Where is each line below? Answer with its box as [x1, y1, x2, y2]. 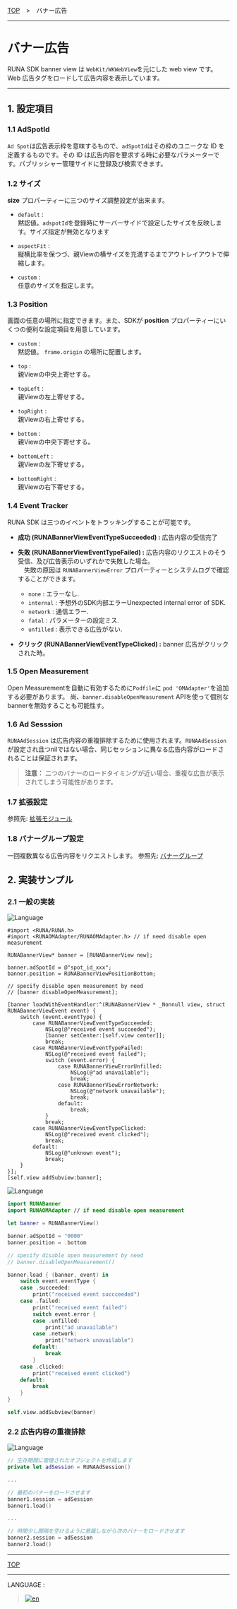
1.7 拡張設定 [7, 797, 48, 807]
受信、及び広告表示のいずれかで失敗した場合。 [17, 557, 154, 565]
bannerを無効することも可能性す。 [7, 701, 108, 709]
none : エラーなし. [28, 589, 80, 598]
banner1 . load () [7, 1502, 52, 1509]
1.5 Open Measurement [7, 666, 90, 676]
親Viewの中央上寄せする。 [17, 370, 95, 379]
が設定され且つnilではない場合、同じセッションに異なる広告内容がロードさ [7, 745, 224, 754]
